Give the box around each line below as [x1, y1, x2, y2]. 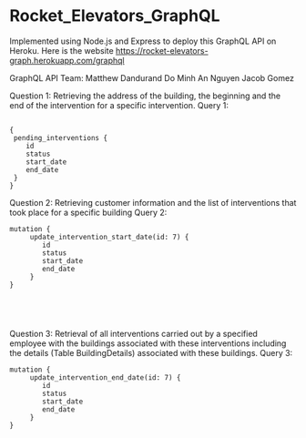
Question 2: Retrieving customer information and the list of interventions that [9, 197, 297, 208]
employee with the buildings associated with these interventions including [9, 338, 287, 349]
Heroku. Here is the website [9, 45, 114, 56]
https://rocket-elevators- [115, 45, 209, 56]
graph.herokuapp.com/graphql [9, 55, 125, 66]
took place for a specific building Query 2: [9, 207, 168, 218]
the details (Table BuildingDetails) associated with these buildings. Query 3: [9, 347, 293, 358]
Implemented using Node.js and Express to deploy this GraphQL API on [9, 36, 277, 46]
